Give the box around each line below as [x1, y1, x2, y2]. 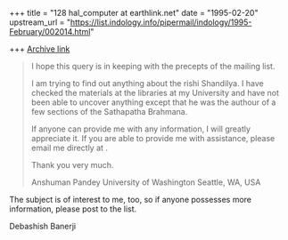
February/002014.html [9, 27, 91, 36]
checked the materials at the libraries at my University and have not [30, 88, 279, 98]
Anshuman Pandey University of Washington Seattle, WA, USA [30, 177, 261, 188]
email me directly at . [30, 142, 109, 153]
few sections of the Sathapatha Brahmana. [30, 107, 188, 116]
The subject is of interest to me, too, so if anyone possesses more [9, 195, 252, 204]
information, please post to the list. [9, 204, 137, 214]
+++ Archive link [9, 44, 70, 54]
